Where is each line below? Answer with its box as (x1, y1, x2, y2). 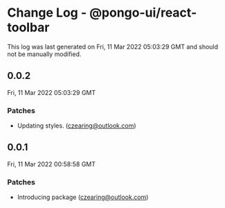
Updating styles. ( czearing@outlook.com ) (17, 121, 136, 130)
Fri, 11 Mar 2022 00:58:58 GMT (7, 159, 96, 168)
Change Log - (7, 5, 87, 21)
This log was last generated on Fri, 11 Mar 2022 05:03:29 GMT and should (7, 42, 219, 51)
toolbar (7, 19, 50, 35)
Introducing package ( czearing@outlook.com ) (17, 193, 149, 202)
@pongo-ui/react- (89, 5, 197, 21)
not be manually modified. (7, 50, 82, 58)
